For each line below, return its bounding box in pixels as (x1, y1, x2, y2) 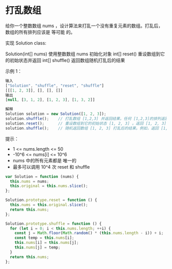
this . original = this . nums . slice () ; (10, 183, 88, 189)
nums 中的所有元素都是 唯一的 (12, 157, 77, 163)
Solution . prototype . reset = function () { (5, 198, 97, 203)
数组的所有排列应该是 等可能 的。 (5, 29, 75, 35)
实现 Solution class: (5, 39, 47, 46)
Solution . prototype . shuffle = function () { (5, 221, 102, 226)
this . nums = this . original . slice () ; (10, 202, 88, 208)
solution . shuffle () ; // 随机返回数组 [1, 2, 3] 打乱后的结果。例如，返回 (5, 126, 159, 131)
